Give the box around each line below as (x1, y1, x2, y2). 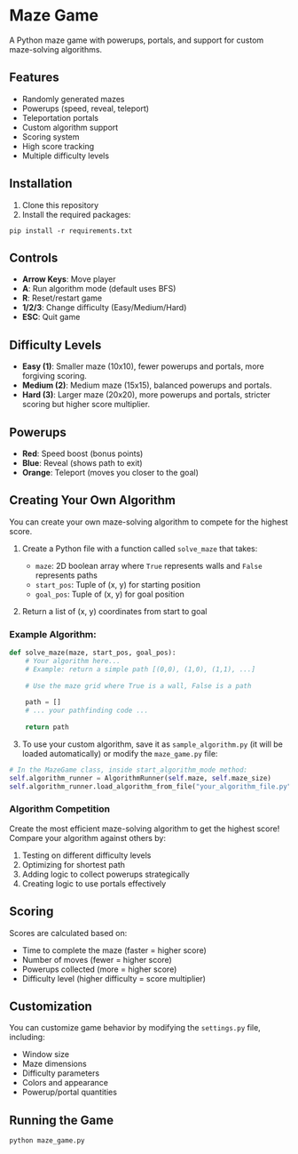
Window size (21, 1049, 69, 1060)
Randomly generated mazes (21, 93, 125, 104)
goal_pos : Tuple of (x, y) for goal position (35, 589, 184, 599)
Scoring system (21, 131, 80, 142)
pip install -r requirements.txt (9, 226, 133, 236)
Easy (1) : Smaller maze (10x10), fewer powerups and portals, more (21, 361, 264, 372)
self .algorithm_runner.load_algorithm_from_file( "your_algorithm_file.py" (9, 781, 292, 791)
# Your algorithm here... (25, 656, 122, 665)
